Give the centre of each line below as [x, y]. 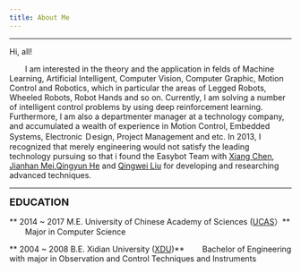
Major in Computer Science [76, 231]
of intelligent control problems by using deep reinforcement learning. [136, 107]
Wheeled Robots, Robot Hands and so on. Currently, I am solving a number [147, 97]
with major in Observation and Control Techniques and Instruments [133, 258]
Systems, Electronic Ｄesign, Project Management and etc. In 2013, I [135, 136]
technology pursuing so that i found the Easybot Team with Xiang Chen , [142, 156]
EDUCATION [39, 202]
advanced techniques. [51, 175]
